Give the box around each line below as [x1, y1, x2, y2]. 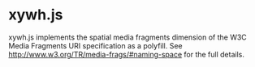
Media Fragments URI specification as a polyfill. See [8, 40, 183, 50]
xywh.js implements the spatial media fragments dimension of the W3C [8, 32, 248, 42]
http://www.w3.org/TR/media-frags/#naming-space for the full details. [8, 49, 245, 59]
